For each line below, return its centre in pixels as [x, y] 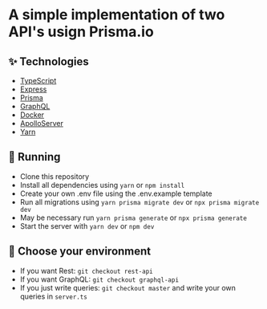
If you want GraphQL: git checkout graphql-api [99, 279]
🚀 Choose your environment [80, 252]
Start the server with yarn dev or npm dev [87, 226]
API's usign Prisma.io [81, 32]
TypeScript [38, 81]
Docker [32, 115]
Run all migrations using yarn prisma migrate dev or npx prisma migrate [140, 201]
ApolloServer [42, 123]
